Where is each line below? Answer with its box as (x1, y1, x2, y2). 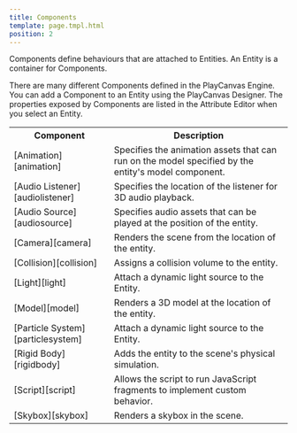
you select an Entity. (9, 108, 83, 120)
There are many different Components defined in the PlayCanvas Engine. (9, 81, 276, 91)
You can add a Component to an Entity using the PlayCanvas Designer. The (9, 89, 283, 100)
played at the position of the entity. (113, 217, 258, 229)
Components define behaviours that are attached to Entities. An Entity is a (9, 54, 278, 65)
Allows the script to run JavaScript (113, 373, 257, 385)
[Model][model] (13, 302, 80, 314)
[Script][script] (13, 384, 77, 397)
